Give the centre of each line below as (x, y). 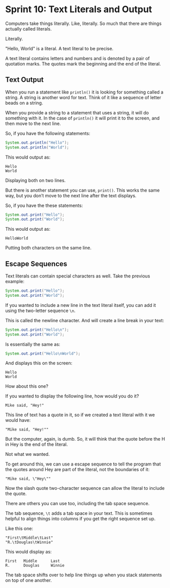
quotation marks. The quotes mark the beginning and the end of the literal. (83, 64)
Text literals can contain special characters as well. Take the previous (78, 276)
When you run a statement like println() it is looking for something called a (84, 92)
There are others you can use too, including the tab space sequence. (77, 504)
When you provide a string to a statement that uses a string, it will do (77, 112)
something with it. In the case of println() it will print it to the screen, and (82, 118)
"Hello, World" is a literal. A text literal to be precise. (59, 48)
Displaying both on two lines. (36, 180)
